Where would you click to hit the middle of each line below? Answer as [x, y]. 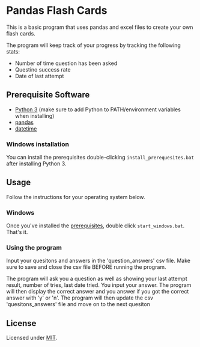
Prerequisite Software [48, 95]
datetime [26, 128]
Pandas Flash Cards [57, 11]
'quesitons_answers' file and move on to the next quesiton [78, 304]
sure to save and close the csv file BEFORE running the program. [86, 267]
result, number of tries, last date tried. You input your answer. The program [99, 285]
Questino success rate [43, 69]
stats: [13, 51]
